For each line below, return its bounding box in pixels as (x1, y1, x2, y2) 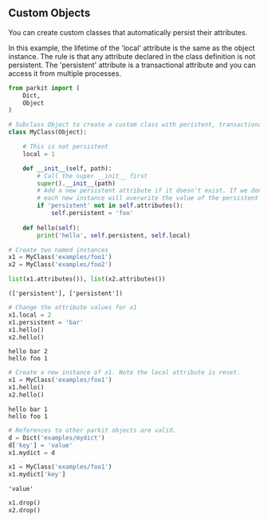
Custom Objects (8, 6, 91, 20)
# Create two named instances (8, 245, 109, 254)
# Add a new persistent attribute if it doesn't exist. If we (37, 187, 248, 195)
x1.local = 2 (8, 311, 52, 319)
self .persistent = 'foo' (50, 209, 134, 217)
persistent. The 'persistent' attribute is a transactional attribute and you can (8, 60, 257, 70)
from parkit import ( (8, 84, 81, 92)
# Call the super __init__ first (37, 172, 148, 180)
